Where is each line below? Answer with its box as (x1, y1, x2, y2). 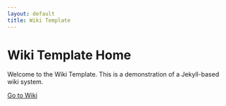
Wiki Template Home (7, 47, 132, 63)
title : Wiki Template (7, 17, 71, 24)
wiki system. (7, 78, 44, 86)
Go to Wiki (7, 91, 37, 100)
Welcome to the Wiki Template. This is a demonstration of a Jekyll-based (7, 70, 220, 79)
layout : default (7, 10, 55, 18)
